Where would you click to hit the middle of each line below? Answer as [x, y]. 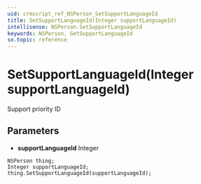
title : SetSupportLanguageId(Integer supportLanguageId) [92, 20]
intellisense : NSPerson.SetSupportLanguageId [75, 27]
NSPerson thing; [31, 161]
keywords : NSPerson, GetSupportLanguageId [70, 33]
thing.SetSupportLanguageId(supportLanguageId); [79, 173]
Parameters [33, 131]
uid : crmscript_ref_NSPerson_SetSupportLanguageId [83, 14]
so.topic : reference [37, 40]
